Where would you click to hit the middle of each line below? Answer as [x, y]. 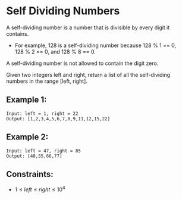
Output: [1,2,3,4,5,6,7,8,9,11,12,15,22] [58, 119]
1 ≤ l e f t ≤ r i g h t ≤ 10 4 [40, 189]
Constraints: [30, 174]
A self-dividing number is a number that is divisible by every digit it [88, 27]
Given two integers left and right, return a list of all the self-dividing [88, 74]
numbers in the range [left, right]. [47, 81]
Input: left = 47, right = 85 [44, 151]
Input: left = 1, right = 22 [42, 114]
